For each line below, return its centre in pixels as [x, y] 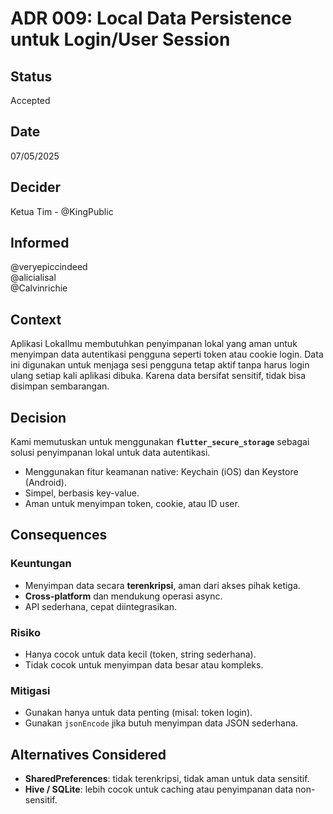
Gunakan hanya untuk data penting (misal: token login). [138, 713]
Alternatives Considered [88, 754]
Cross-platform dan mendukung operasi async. [123, 596]
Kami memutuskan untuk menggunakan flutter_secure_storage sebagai [160, 442]
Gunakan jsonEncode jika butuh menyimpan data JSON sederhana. [161, 723]
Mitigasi [30, 690]
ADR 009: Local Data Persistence [151, 18]
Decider [36, 187]
